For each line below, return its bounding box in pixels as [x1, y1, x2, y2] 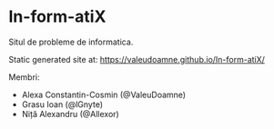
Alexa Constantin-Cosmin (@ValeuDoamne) [21, 89, 187, 100]
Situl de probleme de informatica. [8, 36, 134, 47]
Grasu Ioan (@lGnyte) [21, 98, 104, 110]
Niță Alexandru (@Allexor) [21, 108, 119, 119]
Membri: [8, 71, 40, 83]
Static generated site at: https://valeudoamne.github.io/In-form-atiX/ [8, 54, 266, 64]
